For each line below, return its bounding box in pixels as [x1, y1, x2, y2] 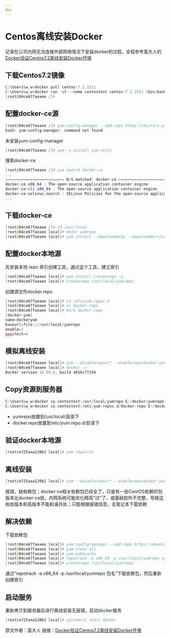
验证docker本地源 [5, 436, 62, 444]
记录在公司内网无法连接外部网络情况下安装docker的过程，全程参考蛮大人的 [5, 49, 162, 55]
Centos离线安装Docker [5, 31, 103, 42]
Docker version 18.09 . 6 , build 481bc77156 [5, 370, 96, 375]
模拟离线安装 [5, 347, 46, 355]
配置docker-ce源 [5, 109, 59, 118]
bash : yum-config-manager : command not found [5, 127, 103, 133]
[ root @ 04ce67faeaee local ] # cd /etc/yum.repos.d [5, 299, 110, 304]
